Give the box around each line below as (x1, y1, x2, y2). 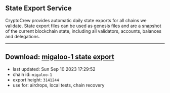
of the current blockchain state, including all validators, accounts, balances (5, 28, 162, 34)
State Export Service (5, 4, 72, 13)
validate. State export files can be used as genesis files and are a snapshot (5, 23, 161, 29)
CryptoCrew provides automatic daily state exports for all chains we (5, 17, 147, 23)
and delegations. (5, 33, 40, 39)
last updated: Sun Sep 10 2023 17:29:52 (12, 66, 96, 72)
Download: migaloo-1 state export (5, 53, 115, 61)
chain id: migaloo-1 (12, 71, 52, 77)
